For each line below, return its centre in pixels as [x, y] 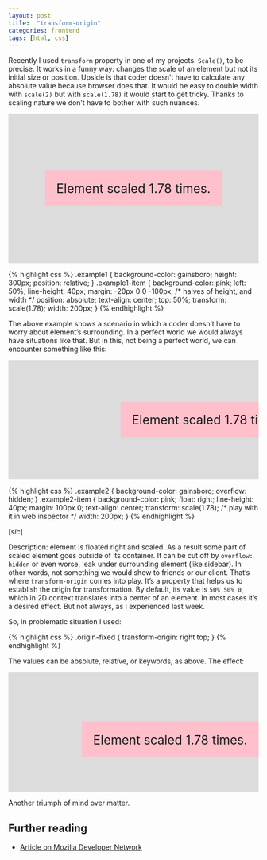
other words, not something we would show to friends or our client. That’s [129, 573]
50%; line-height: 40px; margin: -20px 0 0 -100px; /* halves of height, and [130, 291]
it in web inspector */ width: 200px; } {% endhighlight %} [101, 516]
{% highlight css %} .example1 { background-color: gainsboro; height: [122, 275]
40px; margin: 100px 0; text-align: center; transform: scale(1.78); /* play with [133, 508]
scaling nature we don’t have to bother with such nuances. [104, 103]
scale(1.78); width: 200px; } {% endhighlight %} [86, 308]
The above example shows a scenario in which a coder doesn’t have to [124, 324]
